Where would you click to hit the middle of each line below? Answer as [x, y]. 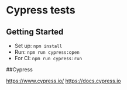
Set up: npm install [38, 46]
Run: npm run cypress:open [47, 52]
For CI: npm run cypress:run [48, 58]
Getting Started [35, 32]
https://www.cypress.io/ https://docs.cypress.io [63, 81]
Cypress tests [41, 10]
